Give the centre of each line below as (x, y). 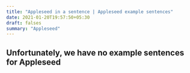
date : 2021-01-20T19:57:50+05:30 (48, 17)
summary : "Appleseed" (33, 28)
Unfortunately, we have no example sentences (95, 52)
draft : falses (24, 23)
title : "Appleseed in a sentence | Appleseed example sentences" (90, 12)
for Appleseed (34, 62)
